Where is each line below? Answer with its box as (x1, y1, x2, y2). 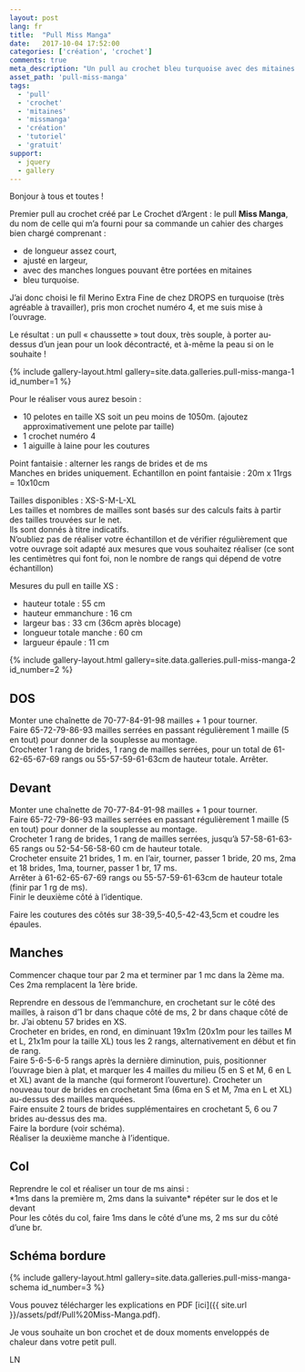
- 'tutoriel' (17, 132, 67, 141)
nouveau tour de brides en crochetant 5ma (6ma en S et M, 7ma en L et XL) (9, 1084, 293, 1095)
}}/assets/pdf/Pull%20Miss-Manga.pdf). (9, 1309, 161, 1320)
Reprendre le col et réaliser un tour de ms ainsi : (9, 1182, 189, 1194)
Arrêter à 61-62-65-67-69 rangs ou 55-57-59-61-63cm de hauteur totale (9, 872, 283, 882)
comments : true (9, 56, 67, 65)
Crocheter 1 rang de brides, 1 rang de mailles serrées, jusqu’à (9, 833, 239, 844)
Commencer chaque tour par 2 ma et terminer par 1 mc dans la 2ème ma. (9, 969, 285, 980)
